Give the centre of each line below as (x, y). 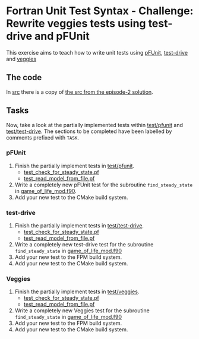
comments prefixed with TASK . (42, 137)
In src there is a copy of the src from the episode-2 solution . (80, 92)
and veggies (21, 59)
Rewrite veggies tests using (76, 23)
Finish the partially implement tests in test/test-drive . (79, 226)
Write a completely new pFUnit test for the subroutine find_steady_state (104, 185)
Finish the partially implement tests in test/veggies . (77, 292)
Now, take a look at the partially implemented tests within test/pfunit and (94, 125)
